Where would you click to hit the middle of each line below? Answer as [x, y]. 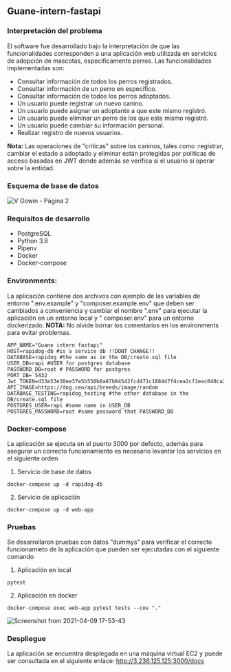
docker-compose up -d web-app [51, 509]
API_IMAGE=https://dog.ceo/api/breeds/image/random [82, 387]
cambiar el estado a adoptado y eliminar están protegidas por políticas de [111, 153]
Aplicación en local [44, 570]
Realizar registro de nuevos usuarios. [69, 132]
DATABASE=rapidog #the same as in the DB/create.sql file [92, 357]
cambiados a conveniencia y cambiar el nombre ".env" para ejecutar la [107, 310]
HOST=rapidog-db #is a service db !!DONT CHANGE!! [81, 351]
